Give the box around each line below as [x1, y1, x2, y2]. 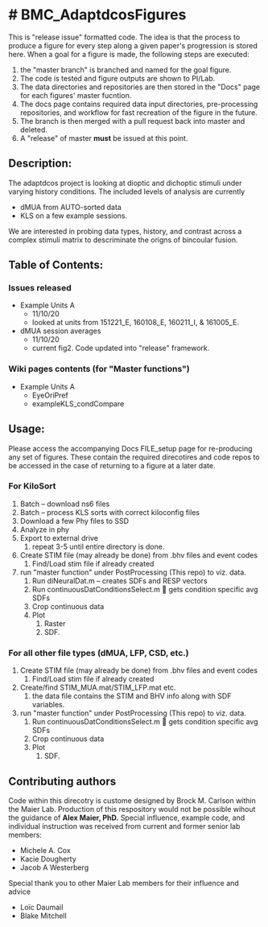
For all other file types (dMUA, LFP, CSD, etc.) [8, 647, 189, 658]
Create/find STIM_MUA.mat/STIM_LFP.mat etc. [19, 682, 176, 693]
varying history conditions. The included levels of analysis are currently [8, 187, 245, 196]
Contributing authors [8, 774, 117, 788]
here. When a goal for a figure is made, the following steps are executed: [8, 49, 249, 59]
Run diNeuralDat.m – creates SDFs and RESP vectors [31, 575, 208, 585]
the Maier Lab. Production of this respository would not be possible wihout [8, 804, 256, 814]
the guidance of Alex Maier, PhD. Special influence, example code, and [8, 813, 245, 822]
